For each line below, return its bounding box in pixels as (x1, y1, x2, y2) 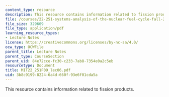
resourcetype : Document (5, 63, 55, 68)
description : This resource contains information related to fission (5, 12, 154, 17)
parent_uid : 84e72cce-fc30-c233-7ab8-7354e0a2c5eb (5, 58, 114, 63)
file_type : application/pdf (5, 26, 64, 31)
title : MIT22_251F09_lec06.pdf (5, 68, 71, 73)
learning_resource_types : (5, 30, 59, 35)
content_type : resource (5, 7, 55, 12)
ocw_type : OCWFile (5, 44, 44, 49)
